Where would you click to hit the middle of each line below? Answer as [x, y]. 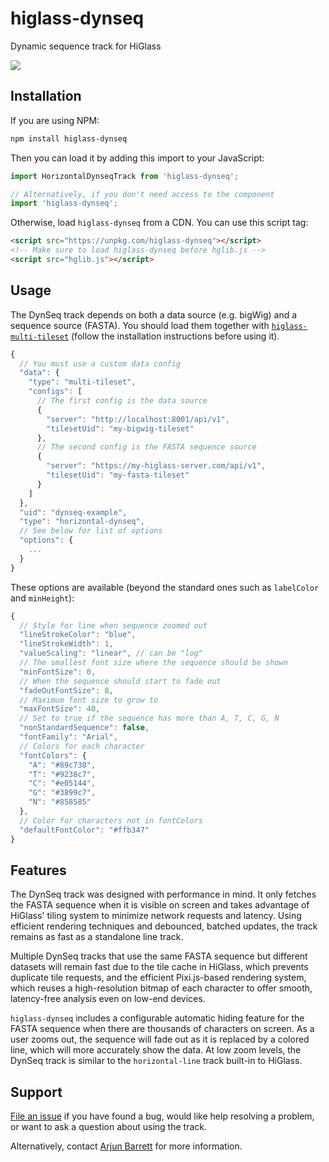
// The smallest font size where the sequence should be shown [153, 663]
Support [36, 1092]
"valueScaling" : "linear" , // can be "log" [111, 653]
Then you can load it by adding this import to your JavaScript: [137, 158]
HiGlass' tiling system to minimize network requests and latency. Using [156, 916]
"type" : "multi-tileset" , [82, 382]
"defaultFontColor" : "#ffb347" [84, 830]
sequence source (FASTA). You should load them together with [140, 325]
